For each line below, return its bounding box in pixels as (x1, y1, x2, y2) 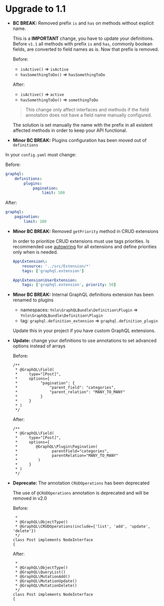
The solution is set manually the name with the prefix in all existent (12, 122, 153, 128)
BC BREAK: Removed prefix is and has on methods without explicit (12, 20, 154, 26)
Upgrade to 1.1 (5, 3, 66, 15)
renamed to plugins (12, 297, 54, 303)
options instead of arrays (12, 343, 65, 349)
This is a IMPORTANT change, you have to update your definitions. (12, 35, 154, 41)
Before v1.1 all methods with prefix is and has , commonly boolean (12, 40, 153, 46)
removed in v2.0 (12, 495, 48, 501)
